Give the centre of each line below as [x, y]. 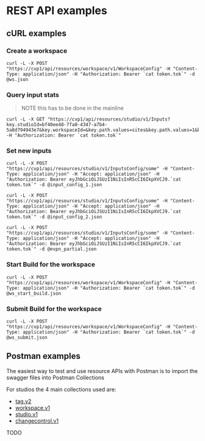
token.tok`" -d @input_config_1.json [54, 185]
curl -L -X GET [26, 119]
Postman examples [43, 356]
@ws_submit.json [27, 337]
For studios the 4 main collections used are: [61, 389]
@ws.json [17, 79]
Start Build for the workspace [51, 265]
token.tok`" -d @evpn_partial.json [52, 249]
